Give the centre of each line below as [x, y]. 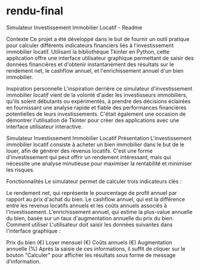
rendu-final [35, 11]
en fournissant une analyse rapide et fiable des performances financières [96, 107]
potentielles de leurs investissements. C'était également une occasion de [96, 114]
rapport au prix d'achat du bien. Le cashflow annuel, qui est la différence [96, 199]
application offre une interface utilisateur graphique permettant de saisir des [100, 58]
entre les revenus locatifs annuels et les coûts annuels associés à [87, 205]
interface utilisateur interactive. [44, 126]
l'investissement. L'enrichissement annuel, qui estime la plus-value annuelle [99, 212]
